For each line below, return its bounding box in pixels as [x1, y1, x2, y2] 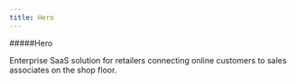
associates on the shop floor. [9, 64, 117, 75]
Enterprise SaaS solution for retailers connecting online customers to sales [9, 55, 287, 65]
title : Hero [9, 13, 54, 22]
